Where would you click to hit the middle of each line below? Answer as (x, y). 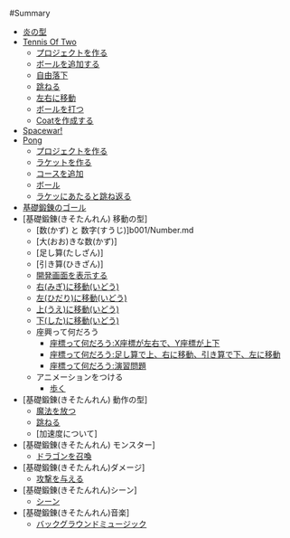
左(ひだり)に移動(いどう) (82, 298)
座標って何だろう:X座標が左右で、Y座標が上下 (135, 343)
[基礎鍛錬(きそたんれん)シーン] (80, 490)
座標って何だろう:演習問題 (98, 366)
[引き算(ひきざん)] (70, 264)
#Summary (30, 13)
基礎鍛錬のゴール (54, 208)
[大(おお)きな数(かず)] (76, 241)
